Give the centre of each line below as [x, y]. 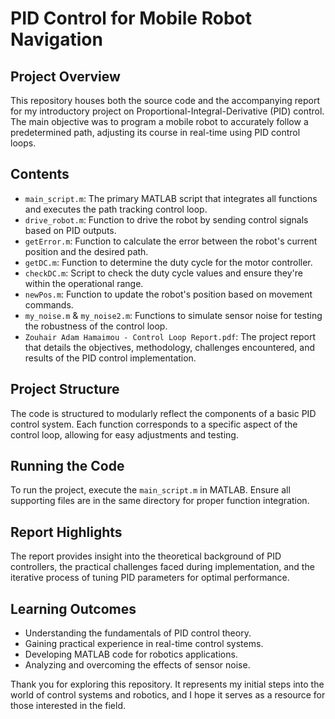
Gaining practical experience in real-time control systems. [144, 644]
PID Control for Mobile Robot [131, 18]
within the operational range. [84, 283]
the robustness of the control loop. [96, 326]
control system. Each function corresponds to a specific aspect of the [154, 424]
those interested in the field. [68, 706]
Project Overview [65, 76]
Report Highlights [66, 532]
